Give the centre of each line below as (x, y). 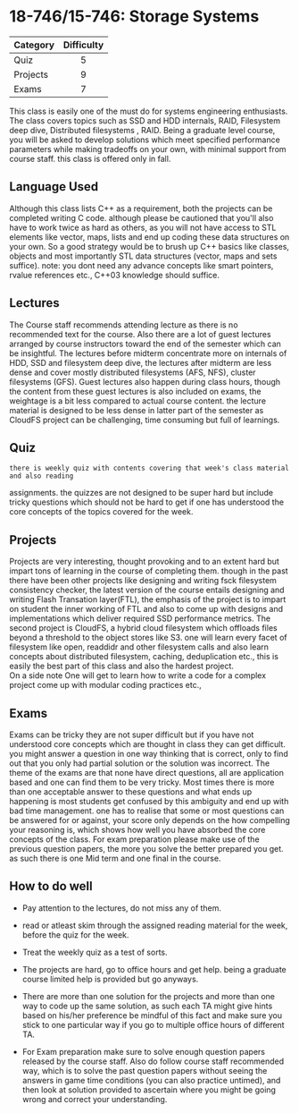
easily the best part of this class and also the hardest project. (122, 666)
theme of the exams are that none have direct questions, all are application (146, 773)
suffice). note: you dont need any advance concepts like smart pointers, (141, 265)
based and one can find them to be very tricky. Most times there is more (142, 782)
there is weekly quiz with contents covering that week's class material (149, 468)
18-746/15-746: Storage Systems (134, 17)
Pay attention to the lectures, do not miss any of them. (121, 908)
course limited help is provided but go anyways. (110, 979)
